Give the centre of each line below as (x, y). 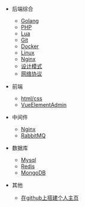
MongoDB (33, 172)
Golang (30, 21)
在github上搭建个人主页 (50, 198)
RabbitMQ (33, 136)
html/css (31, 98)
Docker (30, 46)
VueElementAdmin (44, 105)
